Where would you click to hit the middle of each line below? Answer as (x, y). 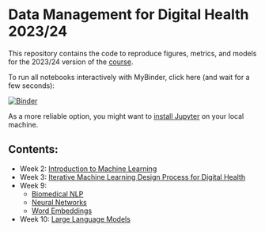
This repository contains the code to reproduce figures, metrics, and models (132, 53)
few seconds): (32, 86)
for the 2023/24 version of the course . (71, 62)
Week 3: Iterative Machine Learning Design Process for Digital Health (132, 177)
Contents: (33, 149)
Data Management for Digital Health (129, 15)
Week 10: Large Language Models (75, 219)
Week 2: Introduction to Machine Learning (88, 169)
